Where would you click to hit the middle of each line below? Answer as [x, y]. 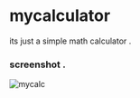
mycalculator [60, 16]
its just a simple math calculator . [70, 41]
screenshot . [37, 64]
